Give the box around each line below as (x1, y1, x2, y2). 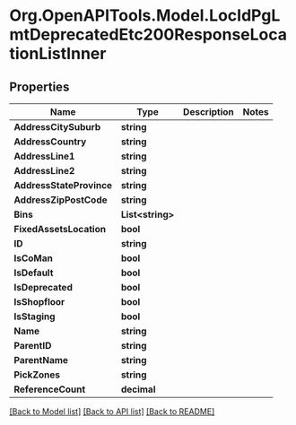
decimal (120, 383, 156, 395)
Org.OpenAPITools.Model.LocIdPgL (9, 5, 281, 26)
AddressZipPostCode (13, 194, 108, 206)
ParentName (13, 354, 69, 366)
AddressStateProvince (13, 179, 113, 191)
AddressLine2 (13, 165, 75, 177)
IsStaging (13, 310, 56, 323)
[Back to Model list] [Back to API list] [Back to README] (9, 406, 215, 417)
